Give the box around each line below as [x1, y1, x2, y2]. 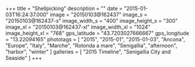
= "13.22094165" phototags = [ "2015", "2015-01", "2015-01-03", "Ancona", [5, 36, 185, 43]
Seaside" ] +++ [5, 55, 42, 61]
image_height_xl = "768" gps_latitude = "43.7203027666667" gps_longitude [5, 30, 190, 37]
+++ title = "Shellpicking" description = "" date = [5, 5, 123, 12]
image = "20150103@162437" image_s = [50, 11, 148, 18]
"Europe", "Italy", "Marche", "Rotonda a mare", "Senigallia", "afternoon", [5, 42, 177, 49]
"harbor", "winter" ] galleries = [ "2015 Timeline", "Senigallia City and [5, 48, 171, 55]
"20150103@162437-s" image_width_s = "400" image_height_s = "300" [5, 17, 178, 24]
